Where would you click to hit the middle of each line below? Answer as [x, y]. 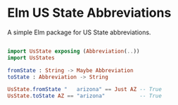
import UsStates [31, 57]
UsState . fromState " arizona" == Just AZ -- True [84, 90]
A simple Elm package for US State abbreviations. [79, 32]
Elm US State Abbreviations [89, 13]
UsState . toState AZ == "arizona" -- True [84, 96]
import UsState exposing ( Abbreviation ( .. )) [74, 51]
